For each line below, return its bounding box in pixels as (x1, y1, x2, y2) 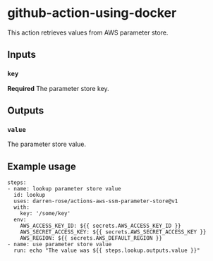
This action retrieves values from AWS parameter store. (7, 28, 169, 37)
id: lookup (13, 192, 46, 199)
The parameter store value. (7, 140, 87, 149)
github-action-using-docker (7, 5, 177, 21)
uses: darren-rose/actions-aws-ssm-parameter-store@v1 (13, 198, 178, 205)
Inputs (7, 49, 37, 61)
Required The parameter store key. (7, 84, 109, 92)
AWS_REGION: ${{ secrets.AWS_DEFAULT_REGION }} (20, 235, 162, 242)
